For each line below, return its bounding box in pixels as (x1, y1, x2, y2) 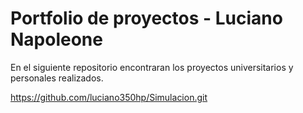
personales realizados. (10, 72, 104, 84)
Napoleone (10, 28, 103, 51)
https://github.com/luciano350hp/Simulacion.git (10, 91, 208, 103)
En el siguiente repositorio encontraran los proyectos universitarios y (10, 61, 294, 73)
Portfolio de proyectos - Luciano (10, 7, 283, 30)
